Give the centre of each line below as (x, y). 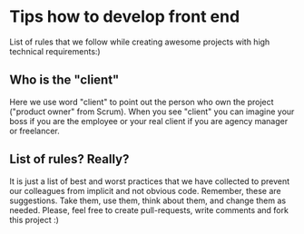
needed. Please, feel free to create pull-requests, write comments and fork (149, 210)
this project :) (34, 219)
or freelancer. (35, 131)
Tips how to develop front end (125, 17)
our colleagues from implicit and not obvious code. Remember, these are (145, 190)
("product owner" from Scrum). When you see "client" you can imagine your (152, 112)
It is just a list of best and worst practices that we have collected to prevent (150, 181)
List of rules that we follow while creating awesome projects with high (140, 42)
